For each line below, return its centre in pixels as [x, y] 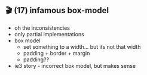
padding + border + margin [56, 53]
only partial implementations [49, 34]
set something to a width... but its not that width [82, 46]
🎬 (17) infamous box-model [57, 10]
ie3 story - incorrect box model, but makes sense [75, 65]
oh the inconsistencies [42, 28]
